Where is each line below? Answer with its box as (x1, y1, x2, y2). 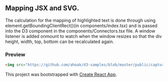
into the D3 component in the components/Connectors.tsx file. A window (5, 27, 155, 34)
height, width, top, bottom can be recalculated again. (5, 38, 114, 44)
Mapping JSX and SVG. (5, 4, 79, 12)
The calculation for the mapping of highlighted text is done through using (5, 17, 156, 23)
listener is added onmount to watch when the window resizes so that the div (5, 33, 162, 39)
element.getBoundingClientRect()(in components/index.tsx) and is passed (5, 22, 157, 28)
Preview (5, 51, 25, 58)
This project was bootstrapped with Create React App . (5, 71, 117, 77)
